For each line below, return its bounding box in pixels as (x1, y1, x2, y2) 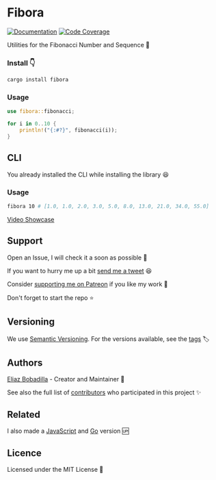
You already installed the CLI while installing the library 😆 (7, 170, 170, 179)
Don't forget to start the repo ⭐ (7, 293, 94, 302)
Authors (7, 357, 43, 368)
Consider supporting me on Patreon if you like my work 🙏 (7, 279, 168, 288)
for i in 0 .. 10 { (7, 121, 57, 127)
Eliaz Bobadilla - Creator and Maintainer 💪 (7, 375, 125, 383)
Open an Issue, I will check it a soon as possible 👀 (7, 253, 148, 262)
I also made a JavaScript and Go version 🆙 (7, 427, 129, 435)
